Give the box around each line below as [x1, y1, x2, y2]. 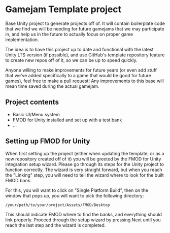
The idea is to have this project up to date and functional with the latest [5, 46, 154, 52]
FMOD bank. [5, 177, 32, 183]
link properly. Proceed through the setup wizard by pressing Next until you [5, 217, 161, 223]
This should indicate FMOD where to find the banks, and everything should [5, 211, 162, 217]
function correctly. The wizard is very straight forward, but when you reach [5, 167, 162, 173]
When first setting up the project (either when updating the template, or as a [5, 150, 164, 156]
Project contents [5, 98, 59, 107]
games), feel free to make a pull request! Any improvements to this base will [5, 78, 164, 84]
